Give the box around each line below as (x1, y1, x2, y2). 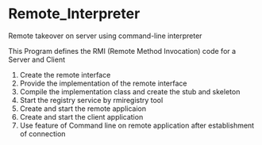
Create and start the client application (19, 112, 144, 121)
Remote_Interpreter (8, 5, 141, 23)
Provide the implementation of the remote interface (19, 78, 187, 88)
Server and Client (8, 55, 66, 64)
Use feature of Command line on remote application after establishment (19, 120, 255, 130)
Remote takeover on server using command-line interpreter (8, 31, 202, 40)
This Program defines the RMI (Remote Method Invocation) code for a (8, 46, 237, 55)
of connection (19, 128, 66, 139)
